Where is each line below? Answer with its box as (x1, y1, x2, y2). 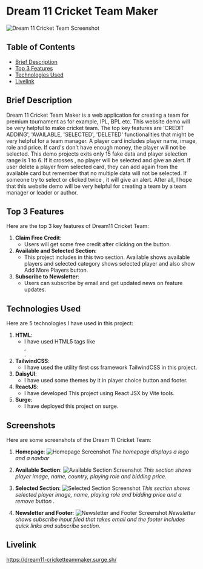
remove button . (15, 497, 55, 505)
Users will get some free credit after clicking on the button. (24, 241, 171, 248)
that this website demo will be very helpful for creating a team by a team (6, 182, 187, 190)
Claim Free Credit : (15, 234, 62, 241)
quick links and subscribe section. (15, 522, 101, 529)
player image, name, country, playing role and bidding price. (15, 473, 167, 480)
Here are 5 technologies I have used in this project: (6, 320, 133, 327)
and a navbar (15, 455, 50, 461)
